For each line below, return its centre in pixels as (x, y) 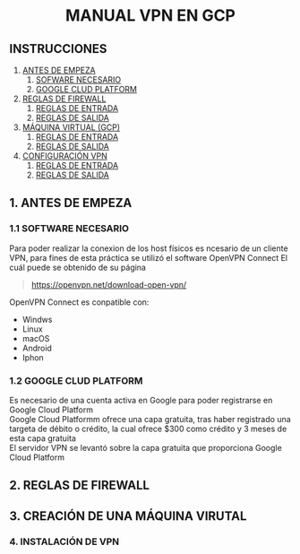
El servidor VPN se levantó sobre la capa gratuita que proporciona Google (146, 447)
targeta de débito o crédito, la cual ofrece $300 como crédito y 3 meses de (148, 428)
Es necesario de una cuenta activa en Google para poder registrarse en (141, 400)
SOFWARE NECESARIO (78, 80)
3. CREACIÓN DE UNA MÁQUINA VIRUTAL (128, 516)
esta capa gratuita (43, 438)
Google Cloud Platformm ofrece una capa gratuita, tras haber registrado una (150, 419)
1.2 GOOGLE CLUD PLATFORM (76, 380)
